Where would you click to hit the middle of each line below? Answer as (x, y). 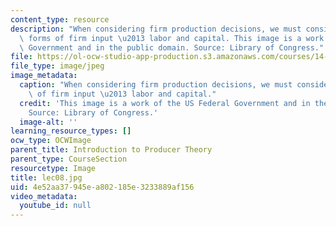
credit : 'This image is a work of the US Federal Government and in (165, 103)
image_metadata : (44, 76)
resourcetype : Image (53, 168)
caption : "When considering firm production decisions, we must (156, 85)
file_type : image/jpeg (57, 66)
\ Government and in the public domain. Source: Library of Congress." (172, 47)
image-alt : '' (48, 122)
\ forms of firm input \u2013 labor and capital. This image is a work (172, 38)
